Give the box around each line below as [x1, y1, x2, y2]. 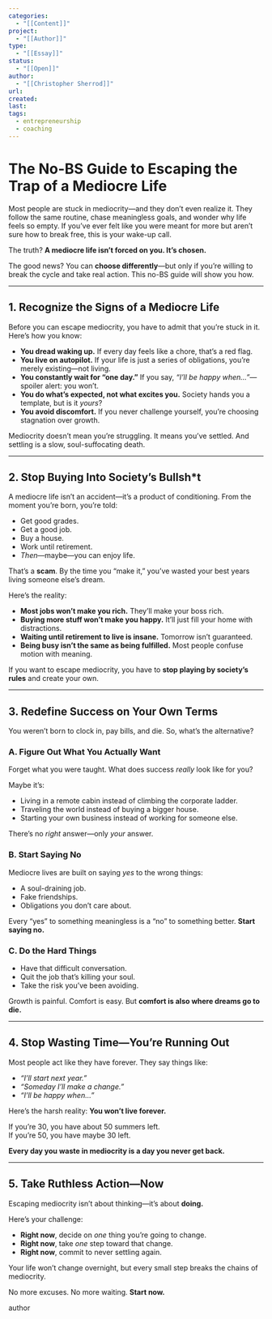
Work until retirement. [19, 542, 93, 551]
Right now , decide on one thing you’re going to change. [19, 1230, 207, 1240]
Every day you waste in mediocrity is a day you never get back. [8, 1146, 225, 1155]
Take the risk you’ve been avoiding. [19, 981, 139, 990]
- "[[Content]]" [15, 19, 70, 28]
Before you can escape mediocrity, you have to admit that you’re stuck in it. [8, 321, 261, 332]
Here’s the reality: [8, 590, 67, 600]
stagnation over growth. [19, 415, 100, 425]
